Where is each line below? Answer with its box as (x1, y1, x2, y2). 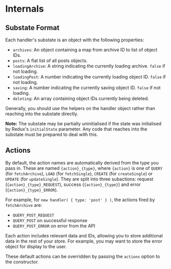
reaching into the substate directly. (5, 111, 79, 117)
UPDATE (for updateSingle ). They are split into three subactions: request (5, 176, 154, 182)
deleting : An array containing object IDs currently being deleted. (12, 95, 149, 101)
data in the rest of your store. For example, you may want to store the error (5, 238, 162, 244)
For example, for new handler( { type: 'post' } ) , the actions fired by (5, 197, 155, 203)
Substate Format (5, 23, 60, 32)
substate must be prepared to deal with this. (5, 131, 99, 138)
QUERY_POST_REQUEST (12, 212, 55, 218)
